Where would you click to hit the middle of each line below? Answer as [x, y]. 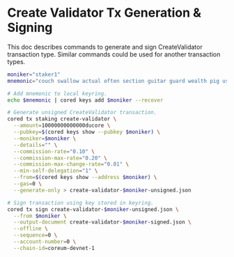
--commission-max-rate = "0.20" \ [61, 158]
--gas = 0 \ [28, 184]
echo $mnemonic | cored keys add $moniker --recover [85, 100]
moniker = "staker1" [34, 75]
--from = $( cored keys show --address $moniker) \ [85, 178]
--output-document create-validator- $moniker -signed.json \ [102, 222]
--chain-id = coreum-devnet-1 [54, 248]
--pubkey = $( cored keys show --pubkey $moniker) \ [87, 132]
